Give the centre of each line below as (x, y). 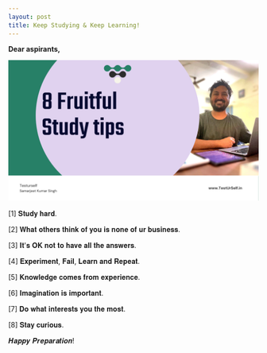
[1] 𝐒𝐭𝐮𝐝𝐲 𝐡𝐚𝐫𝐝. (33, 213)
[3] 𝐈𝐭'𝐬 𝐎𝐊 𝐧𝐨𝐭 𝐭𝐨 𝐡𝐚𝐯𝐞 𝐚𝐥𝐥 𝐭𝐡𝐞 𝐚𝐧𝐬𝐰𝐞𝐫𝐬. (72, 245)
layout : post (30, 17)
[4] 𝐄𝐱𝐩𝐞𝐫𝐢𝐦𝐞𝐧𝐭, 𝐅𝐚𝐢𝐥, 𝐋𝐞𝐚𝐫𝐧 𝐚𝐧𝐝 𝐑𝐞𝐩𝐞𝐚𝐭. (74, 261)
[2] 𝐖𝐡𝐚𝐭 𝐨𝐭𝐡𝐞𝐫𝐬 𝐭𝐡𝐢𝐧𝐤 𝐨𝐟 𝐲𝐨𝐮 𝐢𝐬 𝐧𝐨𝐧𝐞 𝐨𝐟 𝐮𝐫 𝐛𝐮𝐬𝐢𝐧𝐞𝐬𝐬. (95, 229)
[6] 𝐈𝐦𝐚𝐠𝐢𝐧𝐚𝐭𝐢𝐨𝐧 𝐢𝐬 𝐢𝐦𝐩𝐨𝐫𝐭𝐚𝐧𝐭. (56, 293)
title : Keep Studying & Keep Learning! (74, 25)
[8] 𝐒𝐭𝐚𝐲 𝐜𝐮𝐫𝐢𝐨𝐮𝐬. (36, 325)
